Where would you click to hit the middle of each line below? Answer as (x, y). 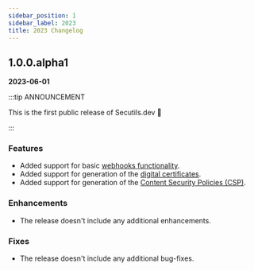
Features (26, 149)
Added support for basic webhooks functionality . (100, 166)
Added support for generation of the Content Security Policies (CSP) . (133, 183)
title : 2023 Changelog (46, 30)
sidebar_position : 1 (42, 15)
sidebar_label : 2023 (42, 23)
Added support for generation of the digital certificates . (110, 174)
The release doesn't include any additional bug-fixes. (107, 258)
